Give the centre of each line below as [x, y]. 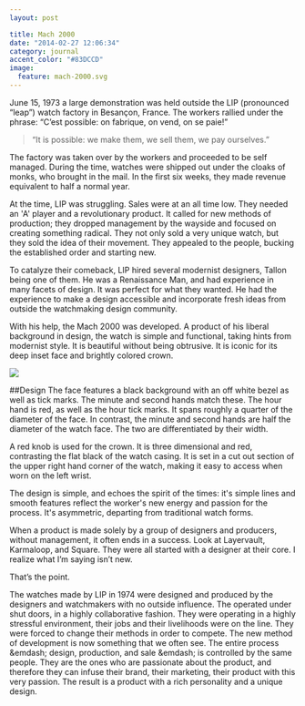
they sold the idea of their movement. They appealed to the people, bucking [152, 242]
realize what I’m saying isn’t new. [71, 559]
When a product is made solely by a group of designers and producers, [143, 530]
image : [22, 68]
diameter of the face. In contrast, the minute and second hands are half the [150, 419]
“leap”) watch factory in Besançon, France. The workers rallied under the [147, 112]
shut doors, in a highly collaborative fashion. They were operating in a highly [152, 614]
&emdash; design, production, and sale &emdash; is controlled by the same [151, 652]
